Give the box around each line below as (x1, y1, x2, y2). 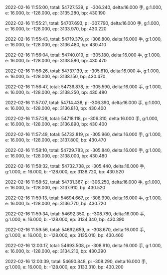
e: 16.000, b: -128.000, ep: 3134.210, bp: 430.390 (5, 248, 106, 254)
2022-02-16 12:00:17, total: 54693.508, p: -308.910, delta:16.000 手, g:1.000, (5, 243, 162, 248)
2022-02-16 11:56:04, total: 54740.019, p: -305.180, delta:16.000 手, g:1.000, (5, 52, 161, 58)
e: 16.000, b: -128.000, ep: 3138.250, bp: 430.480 (5, 89, 107, 95)
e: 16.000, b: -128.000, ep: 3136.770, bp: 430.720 (5, 201, 106, 206)
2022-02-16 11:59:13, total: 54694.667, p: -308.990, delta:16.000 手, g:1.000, (5, 195, 162, 201)
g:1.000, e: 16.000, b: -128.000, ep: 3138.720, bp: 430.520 (5, 169, 124, 174)
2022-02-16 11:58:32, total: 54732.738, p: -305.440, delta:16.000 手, (5, 163, 146, 169)
